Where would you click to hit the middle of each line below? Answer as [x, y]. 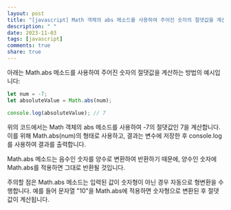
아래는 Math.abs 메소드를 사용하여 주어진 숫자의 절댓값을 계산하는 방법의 [105, 72]
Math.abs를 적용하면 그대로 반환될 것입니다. [66, 167]
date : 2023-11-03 [32, 33]
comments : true [29, 45]
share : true [24, 52]
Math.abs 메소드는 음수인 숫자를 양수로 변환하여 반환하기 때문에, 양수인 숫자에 [112, 158]
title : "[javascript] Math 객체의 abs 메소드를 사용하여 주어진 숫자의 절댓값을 [111, 20]
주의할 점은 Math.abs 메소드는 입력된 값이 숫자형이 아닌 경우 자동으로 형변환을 [112, 182]
